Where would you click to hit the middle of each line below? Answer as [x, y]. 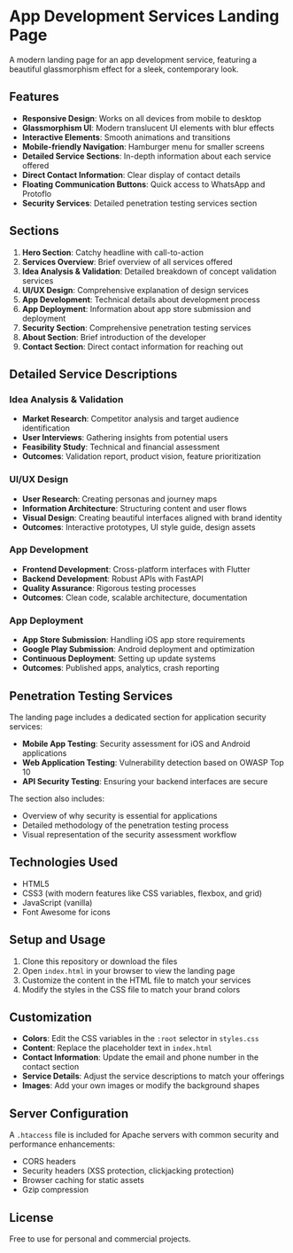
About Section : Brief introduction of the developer [114, 337]
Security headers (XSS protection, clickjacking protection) [128, 1171]
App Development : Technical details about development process [141, 300]
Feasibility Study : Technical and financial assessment [121, 447]
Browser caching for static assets [83, 1180]
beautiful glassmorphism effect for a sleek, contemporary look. [124, 69]
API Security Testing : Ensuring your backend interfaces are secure [145, 781]
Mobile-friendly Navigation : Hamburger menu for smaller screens [143, 146]
